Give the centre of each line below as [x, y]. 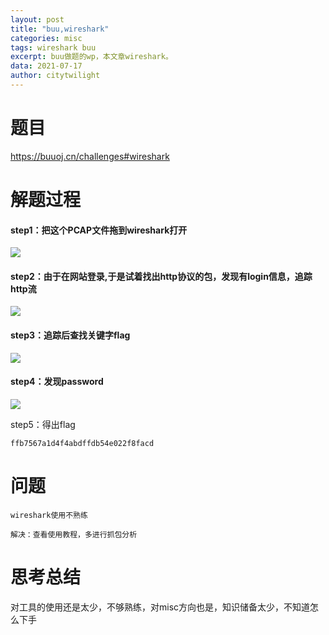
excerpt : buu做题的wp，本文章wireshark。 [91, 57]
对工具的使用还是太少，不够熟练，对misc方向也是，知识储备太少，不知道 [160, 607]
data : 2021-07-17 [46, 66]
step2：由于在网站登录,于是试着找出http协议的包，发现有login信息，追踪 [161, 276]
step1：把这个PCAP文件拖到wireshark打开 [99, 230]
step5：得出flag [43, 424]
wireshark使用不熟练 [49, 515]
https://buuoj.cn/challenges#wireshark [90, 156]
